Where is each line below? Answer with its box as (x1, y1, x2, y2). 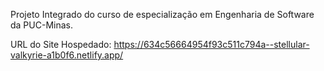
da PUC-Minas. (10, 19, 73, 31)
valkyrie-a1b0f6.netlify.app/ (10, 49, 124, 61)
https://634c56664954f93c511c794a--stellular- (113, 39, 310, 50)
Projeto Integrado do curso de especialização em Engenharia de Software (10, 9, 315, 20)
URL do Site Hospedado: (10, 39, 112, 50)
